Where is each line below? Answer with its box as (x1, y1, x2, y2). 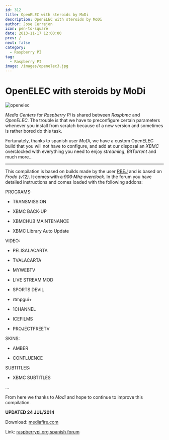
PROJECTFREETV (12, 326, 50, 332)
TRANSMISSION (12, 199, 47, 205)
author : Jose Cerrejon (5, 21, 53, 27)
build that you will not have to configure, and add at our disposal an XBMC (5, 143, 159, 149)
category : (5, 45, 26, 50)
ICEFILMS (12, 316, 33, 322)
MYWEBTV (12, 267, 36, 273)
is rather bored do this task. (5, 128, 62, 134)
